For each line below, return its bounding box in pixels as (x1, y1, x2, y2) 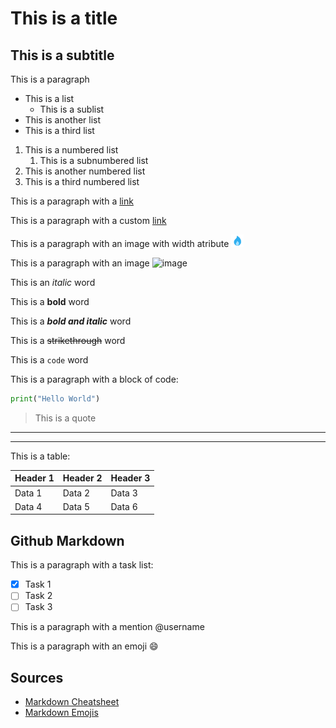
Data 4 (14, 500, 43, 512)
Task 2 (24, 590, 53, 602)
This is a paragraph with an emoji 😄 (10, 640, 159, 652)
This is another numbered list (24, 165, 146, 177)
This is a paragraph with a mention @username (10, 621, 205, 633)
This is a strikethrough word (10, 335, 126, 346)
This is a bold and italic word (10, 315, 132, 327)
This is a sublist (39, 103, 105, 115)
